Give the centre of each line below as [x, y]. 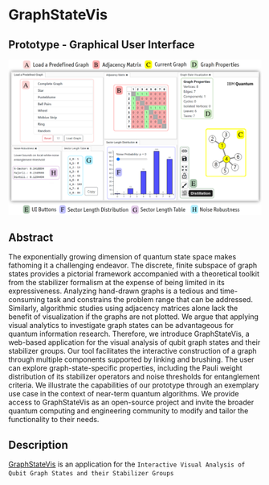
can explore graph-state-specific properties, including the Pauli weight [125, 368]
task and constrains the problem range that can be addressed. [150, 300]
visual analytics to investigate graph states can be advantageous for [121, 325]
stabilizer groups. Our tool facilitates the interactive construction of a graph [132, 351]
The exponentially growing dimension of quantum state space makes [122, 257]
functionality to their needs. [54, 420]
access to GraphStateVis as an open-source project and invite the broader [131, 402]
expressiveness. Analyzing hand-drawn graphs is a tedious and [113, 291]
